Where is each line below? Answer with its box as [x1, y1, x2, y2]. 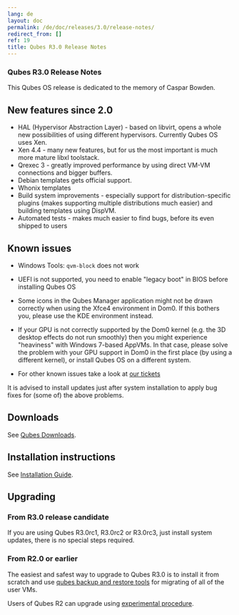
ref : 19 [7, 37, 31, 44]
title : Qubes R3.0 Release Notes [7, 44, 107, 51]
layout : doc [7, 17, 43, 24]
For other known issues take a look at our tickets [17, 369, 161, 378]
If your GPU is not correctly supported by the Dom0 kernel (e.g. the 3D [17, 325, 226, 334]
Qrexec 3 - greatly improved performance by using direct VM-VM [17, 161, 210, 170]
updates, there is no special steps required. [7, 536, 135, 544]
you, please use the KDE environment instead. [17, 311, 153, 320]
